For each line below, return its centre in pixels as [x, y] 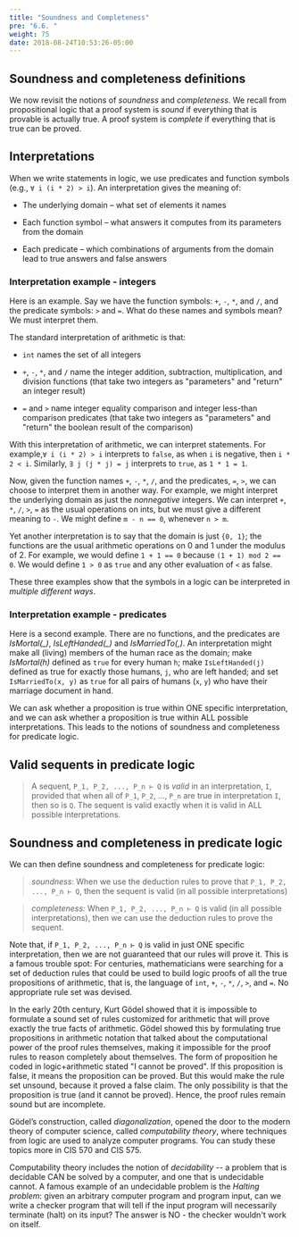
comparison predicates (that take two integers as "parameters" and [146, 418]
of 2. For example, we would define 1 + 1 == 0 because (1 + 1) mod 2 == [145, 556]
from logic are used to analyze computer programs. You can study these [142, 1141]
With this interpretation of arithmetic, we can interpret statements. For [137, 445]
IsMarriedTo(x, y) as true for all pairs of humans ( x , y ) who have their [138, 681]
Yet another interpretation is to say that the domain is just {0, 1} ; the [136, 536]
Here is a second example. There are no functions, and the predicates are [145, 634]
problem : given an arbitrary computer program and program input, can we [145, 1196]
